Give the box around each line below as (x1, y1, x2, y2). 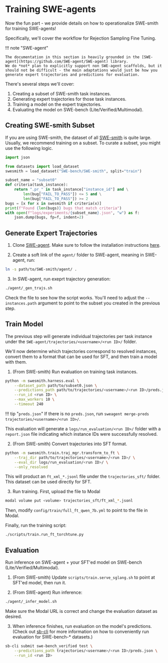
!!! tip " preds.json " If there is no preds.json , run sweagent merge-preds (5, 410, 149, 417)
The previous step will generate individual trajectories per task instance (5, 333, 152, 339)
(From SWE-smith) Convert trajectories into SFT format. (12, 440, 127, 447)
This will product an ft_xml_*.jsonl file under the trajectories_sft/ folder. (5, 473, 161, 479)
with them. (5, 359, 27, 365)
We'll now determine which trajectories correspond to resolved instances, (5, 348, 157, 354)
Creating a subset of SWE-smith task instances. (12, 90, 111, 96)
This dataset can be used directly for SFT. (5, 479, 91, 485)
